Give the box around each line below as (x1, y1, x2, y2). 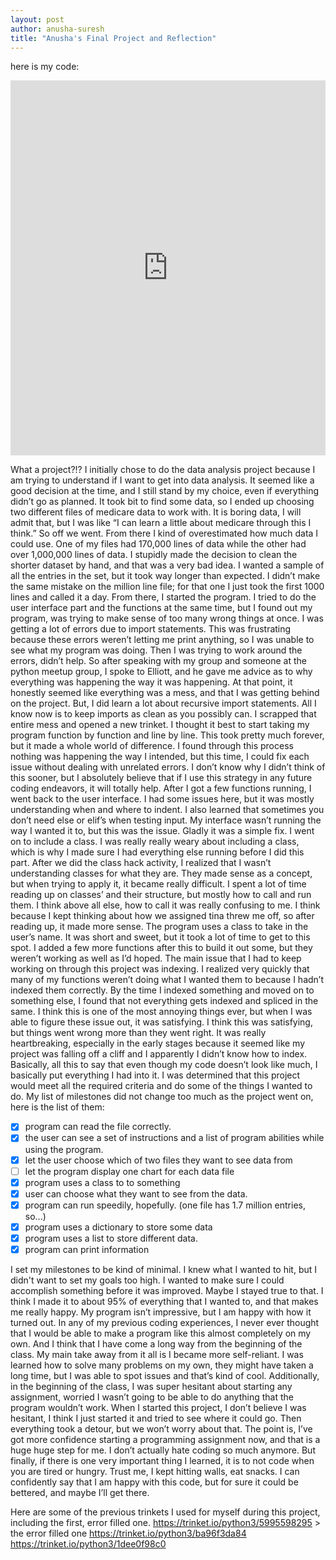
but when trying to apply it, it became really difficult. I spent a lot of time (10, 878, 307, 890)
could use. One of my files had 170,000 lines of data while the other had (10, 538, 307, 550)
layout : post (10, 14, 65, 25)
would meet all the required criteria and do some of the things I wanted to (10, 1080, 313, 1092)
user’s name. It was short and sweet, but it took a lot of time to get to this (10, 931, 311, 943)
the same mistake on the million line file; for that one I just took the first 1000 (10, 581, 325, 593)
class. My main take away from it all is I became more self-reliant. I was (10, 1349, 304, 1360)
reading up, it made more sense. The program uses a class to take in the (10, 921, 309, 933)
